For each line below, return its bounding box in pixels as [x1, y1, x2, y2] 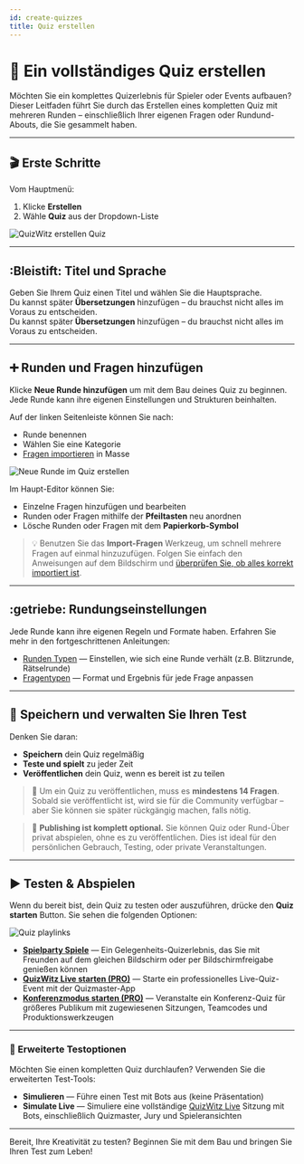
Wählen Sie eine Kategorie [22, 438, 121, 449]
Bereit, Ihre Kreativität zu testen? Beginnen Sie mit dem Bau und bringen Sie [9, 1136, 292, 1147]
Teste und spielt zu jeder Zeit [22, 758, 134, 769]
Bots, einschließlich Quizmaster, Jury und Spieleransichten [22, 1110, 242, 1121]
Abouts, [9, 119, 39, 130]
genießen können [22, 964, 89, 975]
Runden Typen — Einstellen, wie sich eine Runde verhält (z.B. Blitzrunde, [22, 653, 294, 663]
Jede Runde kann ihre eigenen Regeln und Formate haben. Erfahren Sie [9, 625, 277, 636]
